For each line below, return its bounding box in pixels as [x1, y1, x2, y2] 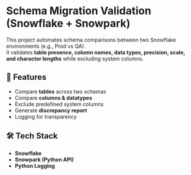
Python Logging [14, 162, 55, 169]
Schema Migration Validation [6, 4, 152, 18]
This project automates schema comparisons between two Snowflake [6, 36, 176, 43]
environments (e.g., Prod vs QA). [6, 43, 86, 50]
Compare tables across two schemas [14, 87, 106, 95]
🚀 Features [6, 72, 47, 82]
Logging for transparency [14, 113, 77, 120]
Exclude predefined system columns [14, 101, 104, 108]
